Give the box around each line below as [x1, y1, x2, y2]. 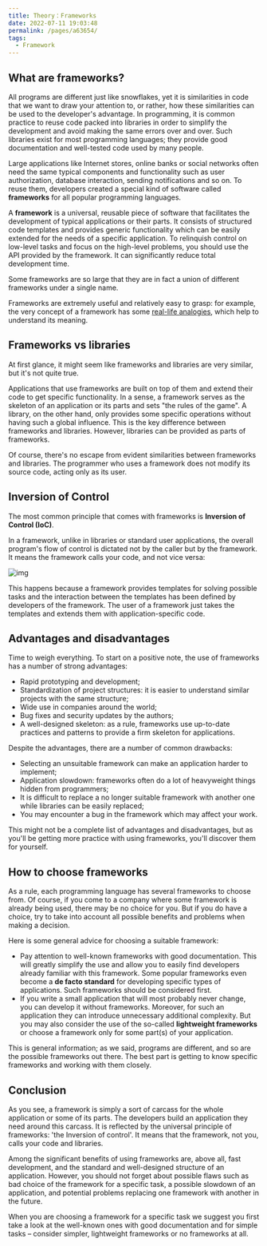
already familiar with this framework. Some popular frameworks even [19, 968, 247, 978]
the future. [8, 1196, 43, 1206]
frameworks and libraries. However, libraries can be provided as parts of [8, 426, 246, 435]
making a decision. [8, 920, 70, 931]
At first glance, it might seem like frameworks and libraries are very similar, [8, 359, 253, 369]
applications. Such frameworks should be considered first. [19, 986, 213, 995]
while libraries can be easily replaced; [19, 801, 145, 811]
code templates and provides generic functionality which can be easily [8, 224, 241, 234]
